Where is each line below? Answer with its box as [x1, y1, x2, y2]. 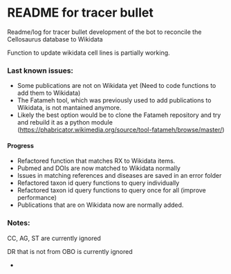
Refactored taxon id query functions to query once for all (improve [17, 186, 206, 194]
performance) [17, 194, 57, 202]
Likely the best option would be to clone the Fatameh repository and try [17, 111, 221, 119]
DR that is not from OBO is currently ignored [7, 247, 133, 255]
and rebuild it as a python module [17, 118, 113, 127]
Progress [7, 141, 35, 149]
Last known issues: [7, 66, 74, 75]
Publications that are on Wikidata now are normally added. [17, 201, 184, 209]
